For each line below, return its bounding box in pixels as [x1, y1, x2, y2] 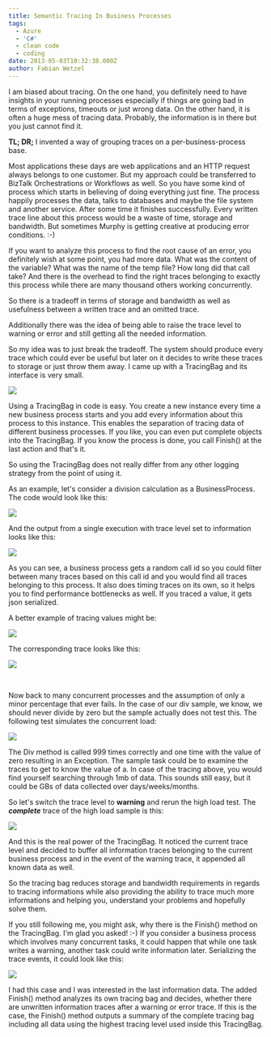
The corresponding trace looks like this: [8, 644, 141, 653]
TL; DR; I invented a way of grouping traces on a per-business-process [8, 137, 246, 147]
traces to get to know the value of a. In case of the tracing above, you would [8, 764, 263, 774]
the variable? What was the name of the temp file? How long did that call [8, 262, 251, 272]
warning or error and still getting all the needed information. [8, 329, 208, 338]
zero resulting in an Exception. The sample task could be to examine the [8, 755, 248, 765]
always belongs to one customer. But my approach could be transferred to [8, 169, 256, 179]
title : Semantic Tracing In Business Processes [8, 11, 172, 20]
